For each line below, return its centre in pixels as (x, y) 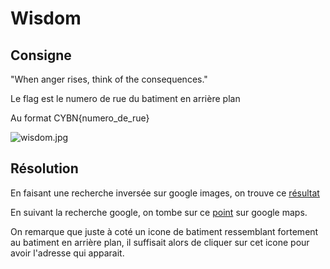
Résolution (44, 168)
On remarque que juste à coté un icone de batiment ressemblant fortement (164, 231)
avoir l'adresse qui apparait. (67, 253)
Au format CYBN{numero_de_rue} (80, 118)
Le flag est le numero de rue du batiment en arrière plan (125, 98)
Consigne (41, 55)
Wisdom (46, 18)
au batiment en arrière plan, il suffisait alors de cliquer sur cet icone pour (160, 242)
